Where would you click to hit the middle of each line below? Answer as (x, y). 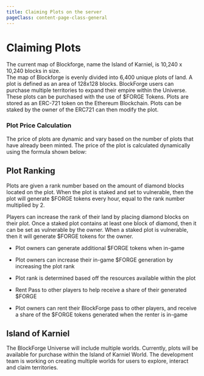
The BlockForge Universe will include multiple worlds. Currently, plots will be (102, 348)
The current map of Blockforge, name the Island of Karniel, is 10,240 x (94, 64)
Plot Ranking (31, 171)
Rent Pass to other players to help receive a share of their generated (101, 290)
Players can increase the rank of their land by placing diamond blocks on (98, 217)
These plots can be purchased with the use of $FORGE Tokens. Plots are (97, 97)
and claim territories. (32, 367)
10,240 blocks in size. (33, 71)
